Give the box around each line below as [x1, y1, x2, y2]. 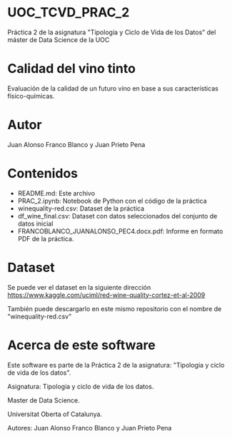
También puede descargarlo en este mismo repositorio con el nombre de [7, 304, 222, 313]
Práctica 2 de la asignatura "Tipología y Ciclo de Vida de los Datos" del [7, 28, 216, 36]
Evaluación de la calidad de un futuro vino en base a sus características [7, 84, 219, 93]
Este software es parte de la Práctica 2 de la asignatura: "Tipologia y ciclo [7, 360, 225, 369]
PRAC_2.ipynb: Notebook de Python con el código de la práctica [17, 196, 207, 205]
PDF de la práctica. [17, 234, 74, 243]
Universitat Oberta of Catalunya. [7, 410, 102, 418]
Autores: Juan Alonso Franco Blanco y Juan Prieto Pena [7, 423, 172, 432]
